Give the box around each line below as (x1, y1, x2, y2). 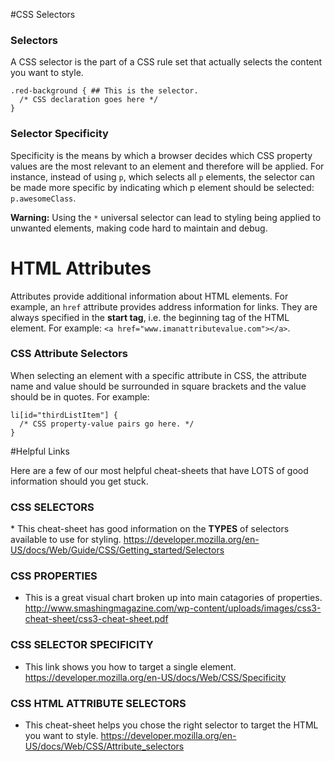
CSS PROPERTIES (10, 569, 98, 583)
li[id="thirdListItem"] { (10, 410, 118, 420)
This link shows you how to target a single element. (24, 660, 237, 673)
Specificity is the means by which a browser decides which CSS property (10, 149, 313, 161)
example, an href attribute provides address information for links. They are (10, 300, 318, 313)
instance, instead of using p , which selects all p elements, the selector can (10, 170, 316, 183)
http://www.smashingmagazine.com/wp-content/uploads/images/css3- (24, 602, 322, 614)
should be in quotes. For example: (10, 390, 150, 403)
